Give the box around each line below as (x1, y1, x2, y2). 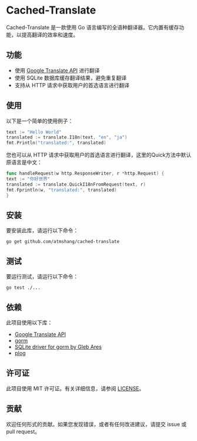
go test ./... (6, 285, 41, 291)
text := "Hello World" (6, 129, 62, 135)
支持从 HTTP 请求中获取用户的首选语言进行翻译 (14, 81, 130, 88)
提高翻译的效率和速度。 (21, 31, 78, 38)
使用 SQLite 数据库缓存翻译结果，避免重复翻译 (14, 74, 127, 81)
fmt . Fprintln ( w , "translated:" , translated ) (6, 187, 117, 193)
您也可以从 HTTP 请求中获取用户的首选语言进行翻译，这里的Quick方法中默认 (6, 152, 192, 159)
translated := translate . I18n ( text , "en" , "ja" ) (6, 134, 128, 140)
